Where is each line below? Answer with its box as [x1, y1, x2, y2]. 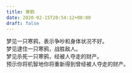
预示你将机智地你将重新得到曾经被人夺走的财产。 [6, 60, 129, 68]
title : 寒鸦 [6, 9, 35, 15]
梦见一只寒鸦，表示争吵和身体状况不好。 [6, 38, 108, 45]
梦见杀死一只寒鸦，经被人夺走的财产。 [6, 53, 102, 60]
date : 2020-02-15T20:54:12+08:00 [6, 15, 91, 21]
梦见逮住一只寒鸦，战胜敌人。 [6, 45, 81, 52]
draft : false [6, 20, 40, 26]
